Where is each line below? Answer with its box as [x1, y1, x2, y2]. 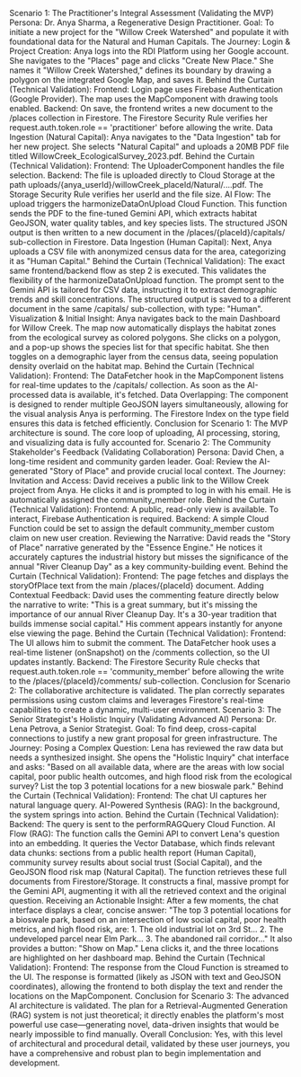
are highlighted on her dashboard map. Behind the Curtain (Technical [9, 952, 266, 963]
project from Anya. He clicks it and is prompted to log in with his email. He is [9, 485, 292, 495]
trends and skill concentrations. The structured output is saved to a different [9, 294, 291, 305]
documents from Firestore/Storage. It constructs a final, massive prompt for [9, 876, 289, 887]
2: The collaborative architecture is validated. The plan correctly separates [9, 685, 286, 695]
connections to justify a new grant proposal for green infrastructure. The [9, 733, 278, 744]
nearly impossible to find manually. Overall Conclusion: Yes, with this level [9, 1028, 283, 1039]
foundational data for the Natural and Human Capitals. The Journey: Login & [9, 36, 290, 47]
